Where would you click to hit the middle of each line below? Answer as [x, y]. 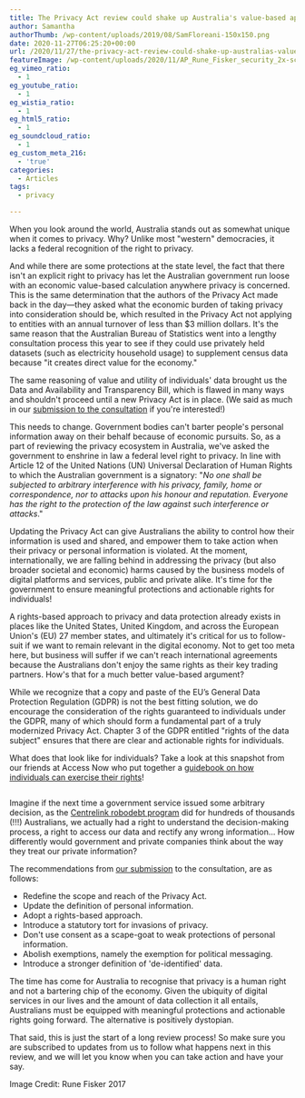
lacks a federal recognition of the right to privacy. [102, 248]
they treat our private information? [74, 851]
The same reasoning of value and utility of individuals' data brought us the [148, 380]
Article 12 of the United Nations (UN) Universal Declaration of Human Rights [151, 465]
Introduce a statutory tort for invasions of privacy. [115, 925]
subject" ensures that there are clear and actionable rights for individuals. [147, 740]
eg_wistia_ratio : [42, 102]
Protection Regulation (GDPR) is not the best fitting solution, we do [134, 702]
